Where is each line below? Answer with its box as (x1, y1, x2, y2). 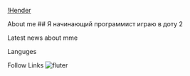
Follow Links (7, 61, 44, 70)
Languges (7, 48, 37, 55)
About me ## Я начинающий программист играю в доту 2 (7, 20, 183, 28)
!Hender (7, 6, 31, 14)
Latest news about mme (7, 33, 78, 42)
